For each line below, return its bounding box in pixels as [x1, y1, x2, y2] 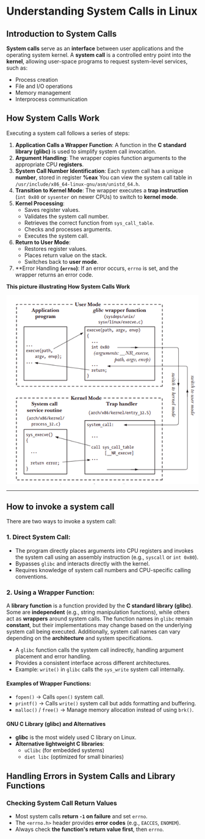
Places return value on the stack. [24, 252, 107, 259]
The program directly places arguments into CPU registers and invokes [15, 547, 194, 554]
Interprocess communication [15, 96, 88, 103]
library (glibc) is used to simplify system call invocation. [15, 148, 157, 155]
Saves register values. [24, 206, 81, 213]
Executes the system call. [24, 232, 88, 239]
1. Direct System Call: [6, 533, 71, 542]
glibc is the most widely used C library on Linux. [15, 734, 137, 741]
